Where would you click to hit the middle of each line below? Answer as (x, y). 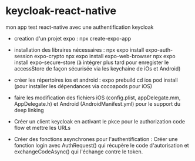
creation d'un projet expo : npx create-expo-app (73, 38)
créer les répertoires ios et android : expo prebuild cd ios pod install (96, 80)
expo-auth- (159, 50)
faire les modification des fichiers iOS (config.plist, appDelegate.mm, (97, 98)
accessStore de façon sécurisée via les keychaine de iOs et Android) (97, 68)
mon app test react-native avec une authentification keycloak (80, 27)
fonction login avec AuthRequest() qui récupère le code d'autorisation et (101, 145)
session (23, 56)
